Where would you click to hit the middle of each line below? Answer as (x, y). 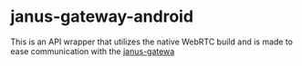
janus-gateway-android (102, 17)
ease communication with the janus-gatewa (93, 51)
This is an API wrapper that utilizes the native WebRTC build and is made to (152, 42)
